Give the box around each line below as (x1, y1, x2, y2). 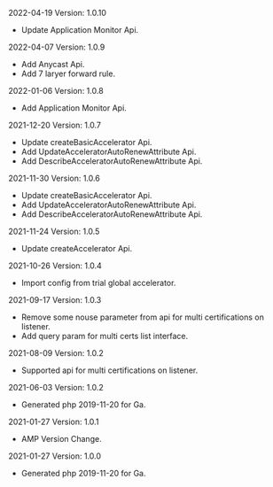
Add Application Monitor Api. (20, 103, 128, 113)
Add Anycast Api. (20, 59, 85, 69)
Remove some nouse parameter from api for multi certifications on (20, 312, 265, 322)
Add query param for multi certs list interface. (20, 331, 189, 341)
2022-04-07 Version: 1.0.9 (8, 42, 105, 52)
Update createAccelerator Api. (20, 243, 133, 253)
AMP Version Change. (20, 434, 103, 444)
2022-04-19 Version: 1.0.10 (8, 8, 107, 18)
